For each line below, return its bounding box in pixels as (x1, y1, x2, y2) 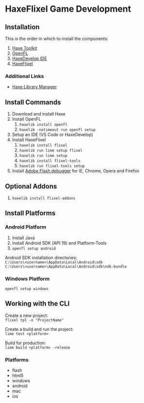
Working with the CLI (5, 300, 70, 308)
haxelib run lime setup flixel (19, 148, 83, 153)
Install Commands (5, 98, 62, 106)
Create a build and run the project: (5, 326, 74, 332)
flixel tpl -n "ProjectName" (5, 318, 64, 323)
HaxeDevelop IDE (12, 56, 47, 61)
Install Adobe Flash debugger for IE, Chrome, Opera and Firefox (12, 168, 140, 174)
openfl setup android (12, 246, 56, 251)
